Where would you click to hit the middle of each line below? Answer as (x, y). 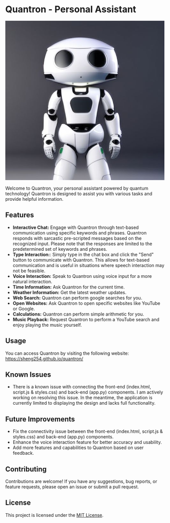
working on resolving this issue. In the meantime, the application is (82, 398)
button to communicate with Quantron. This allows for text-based (81, 260)
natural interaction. (32, 281)
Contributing (26, 469)
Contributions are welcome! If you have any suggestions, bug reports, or (81, 481)
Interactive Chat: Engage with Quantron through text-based (76, 227)
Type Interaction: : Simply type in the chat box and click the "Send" (83, 254)
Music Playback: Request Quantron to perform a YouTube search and (86, 319)
